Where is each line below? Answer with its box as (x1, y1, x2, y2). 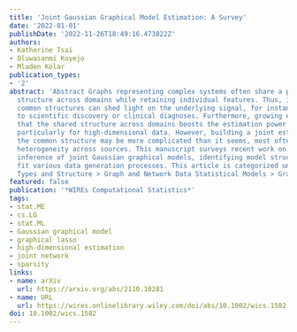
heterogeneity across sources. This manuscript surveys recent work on (17, 144, 287, 153)
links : (9, 268, 34, 277)
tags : (9, 194, 29, 204)
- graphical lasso (9, 235, 77, 244)
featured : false (9, 178, 69, 187)
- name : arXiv (9, 276, 62, 285)
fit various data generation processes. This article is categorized (17, 161, 278, 170)
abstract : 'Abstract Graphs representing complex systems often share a (9, 87, 283, 96)
